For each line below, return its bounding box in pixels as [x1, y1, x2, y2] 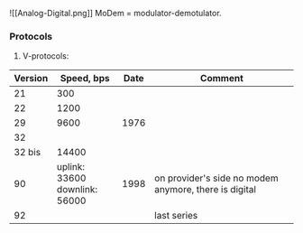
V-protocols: [22, 51, 69, 61]
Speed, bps [60, 72, 110, 85]
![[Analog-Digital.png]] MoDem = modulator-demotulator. [9, 8, 223, 18]
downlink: [57, 183, 98, 196]
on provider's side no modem [154, 172, 279, 184]
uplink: [57, 161, 86, 173]
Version [14, 72, 49, 85]
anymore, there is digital [154, 183, 257, 196]
